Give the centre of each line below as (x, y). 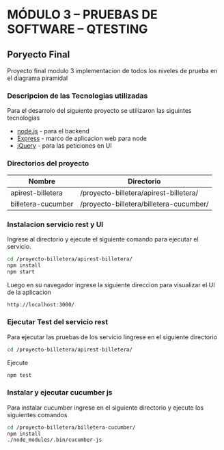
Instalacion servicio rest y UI (55, 224)
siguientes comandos (37, 414)
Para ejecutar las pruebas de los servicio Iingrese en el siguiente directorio (112, 337)
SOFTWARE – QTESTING (78, 29)
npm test (19, 375)
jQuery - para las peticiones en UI (65, 146)
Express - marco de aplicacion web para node (82, 138)
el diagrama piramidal (38, 78)
